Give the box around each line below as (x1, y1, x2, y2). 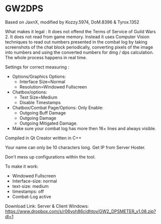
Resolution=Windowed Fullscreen (19, 84, 87, 90)
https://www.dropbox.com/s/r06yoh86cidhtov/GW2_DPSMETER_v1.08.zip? (5, 208, 157, 214)
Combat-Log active (12, 194, 51, 200)
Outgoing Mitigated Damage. (19, 120, 78, 126)
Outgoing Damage (19, 115, 57, 121)
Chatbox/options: (12, 89, 47, 95)
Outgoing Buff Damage (19, 110, 66, 115)
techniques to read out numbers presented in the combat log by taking (5, 39, 148, 45)
